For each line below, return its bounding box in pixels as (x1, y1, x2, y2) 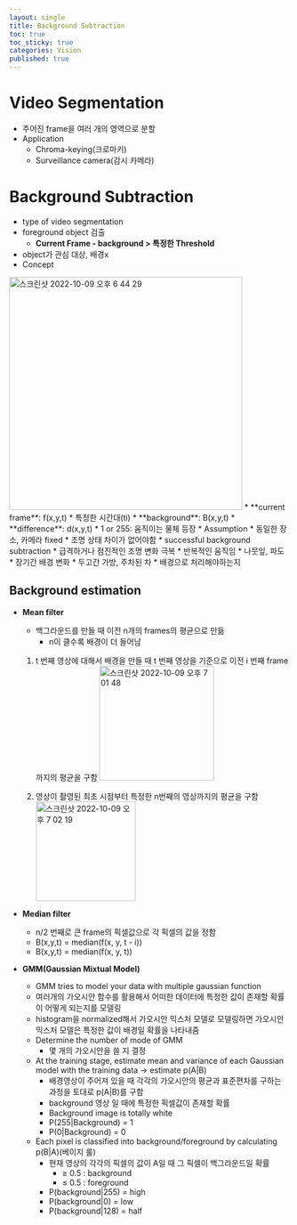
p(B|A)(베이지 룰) (35, 1146, 96, 1157)
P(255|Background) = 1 (48, 1116, 133, 1127)
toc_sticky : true (9, 37, 74, 47)
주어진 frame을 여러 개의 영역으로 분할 (21, 123, 156, 134)
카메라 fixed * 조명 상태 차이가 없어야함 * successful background (20, 534, 251, 545)
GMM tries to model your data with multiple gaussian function (35, 980, 262, 991)
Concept (21, 259, 55, 270)
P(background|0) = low (48, 1196, 134, 1206)
